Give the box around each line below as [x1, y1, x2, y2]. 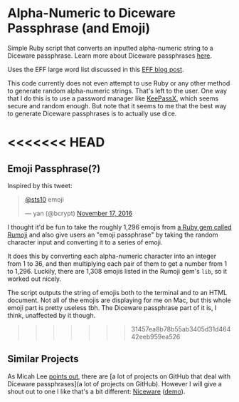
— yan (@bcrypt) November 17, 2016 [24, 209, 133, 217]
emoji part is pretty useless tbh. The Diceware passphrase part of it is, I [7, 303, 217, 311]
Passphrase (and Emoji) [7, 20, 151, 36]
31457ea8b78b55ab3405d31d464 [131, 324, 231, 333]
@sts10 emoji [24, 195, 64, 204]
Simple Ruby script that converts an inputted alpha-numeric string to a [7, 43, 213, 52]
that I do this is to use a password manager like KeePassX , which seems [7, 94, 219, 103]
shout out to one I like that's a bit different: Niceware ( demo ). [7, 387, 186, 396]
